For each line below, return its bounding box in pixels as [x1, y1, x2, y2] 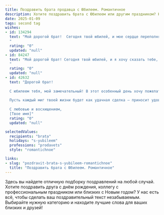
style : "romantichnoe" [9, 147, 56, 153]
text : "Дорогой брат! [9, 79, 54, 84]
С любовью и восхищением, [9, 107, 62, 112]
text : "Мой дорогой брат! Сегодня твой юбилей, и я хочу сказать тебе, [9, 57, 159, 62]
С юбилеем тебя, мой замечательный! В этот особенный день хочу [9, 89, 143, 94]
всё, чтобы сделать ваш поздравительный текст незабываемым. [5, 194, 141, 200]
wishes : [5, 25, 21, 30]
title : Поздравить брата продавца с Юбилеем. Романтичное [5, 7, 125, 12]
